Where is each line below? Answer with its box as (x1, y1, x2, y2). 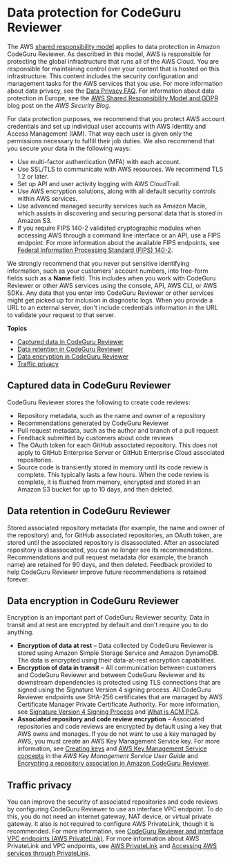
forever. (7, 575, 30, 583)
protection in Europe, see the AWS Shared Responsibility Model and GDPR (7, 93, 219, 102)
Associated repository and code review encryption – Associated (17, 715, 205, 723)
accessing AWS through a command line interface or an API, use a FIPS (17, 231, 221, 240)
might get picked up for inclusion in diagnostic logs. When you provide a (7, 296, 213, 304)
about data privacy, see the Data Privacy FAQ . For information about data (7, 87, 215, 95)
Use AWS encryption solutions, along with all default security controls (17, 187, 216, 195)
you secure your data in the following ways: (7, 144, 131, 152)
